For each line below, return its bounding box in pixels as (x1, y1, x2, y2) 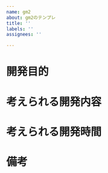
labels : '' (6, 25, 34, 32)
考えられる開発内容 (6, 95, 102, 109)
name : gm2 (6, 8, 31, 15)
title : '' (6, 20, 31, 26)
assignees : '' (6, 32, 42, 38)
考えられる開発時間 (6, 125, 102, 138)
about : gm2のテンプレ (6, 15, 56, 21)
